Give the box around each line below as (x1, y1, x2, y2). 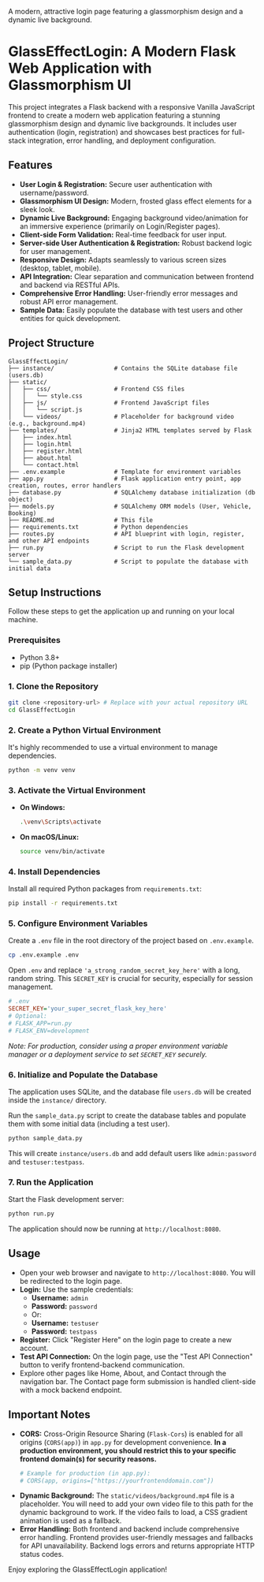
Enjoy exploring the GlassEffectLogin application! (8, 1565, 168, 1574)
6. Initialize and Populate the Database (8, 1069, 158, 1080)
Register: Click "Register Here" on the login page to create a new (19, 1334, 232, 1344)
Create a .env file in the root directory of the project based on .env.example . (8, 936, 255, 946)
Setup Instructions (8, 585, 102, 599)
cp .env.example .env (8, 951, 80, 959)
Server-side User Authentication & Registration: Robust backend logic (19, 238, 252, 248)
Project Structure (8, 337, 95, 350)
